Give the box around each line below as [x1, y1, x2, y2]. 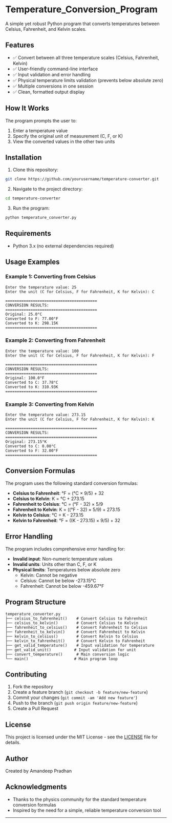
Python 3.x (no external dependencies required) [12, 242, 114, 249]
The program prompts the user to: [5, 117, 77, 124]
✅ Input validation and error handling [12, 71, 91, 77]
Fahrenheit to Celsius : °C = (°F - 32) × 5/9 [12, 501, 103, 507]
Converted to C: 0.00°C [5, 444, 56, 449]
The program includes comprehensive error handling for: [5, 546, 125, 552]
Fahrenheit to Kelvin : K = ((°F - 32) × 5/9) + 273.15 [12, 506, 120, 512]
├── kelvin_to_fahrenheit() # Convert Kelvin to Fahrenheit [5, 638, 145, 644]
